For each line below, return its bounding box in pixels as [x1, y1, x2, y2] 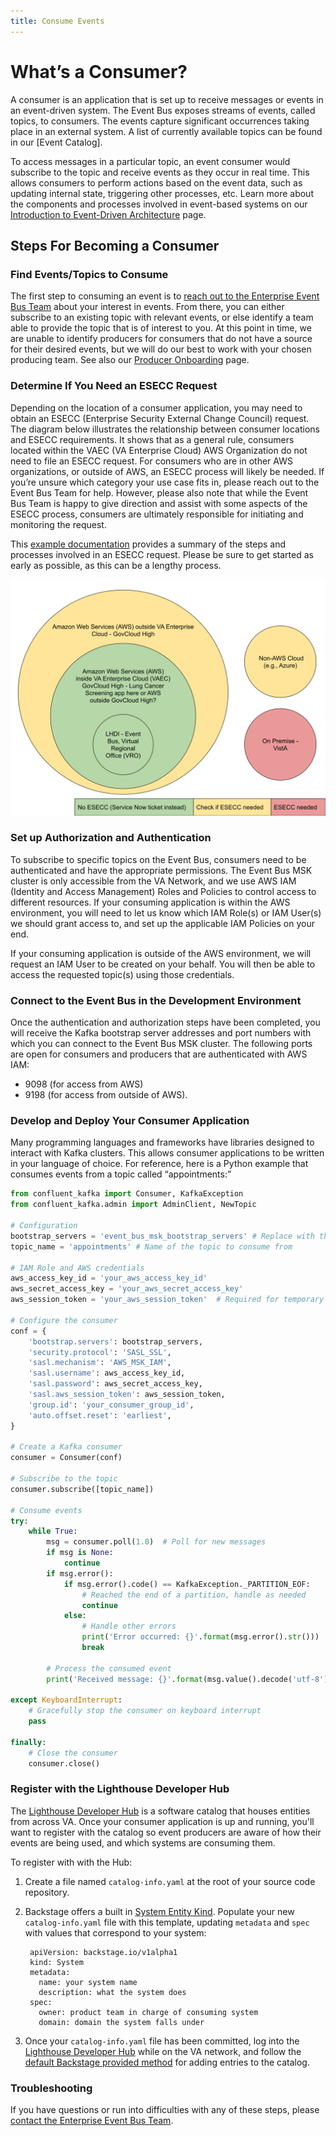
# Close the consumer [28, 1748, 118, 1758]
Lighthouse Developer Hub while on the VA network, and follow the [24, 2045, 302, 2057]
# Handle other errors [81, 1621, 177, 1632]
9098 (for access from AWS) [24, 1078, 144, 1090]
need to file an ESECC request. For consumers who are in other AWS [10, 455, 293, 467]
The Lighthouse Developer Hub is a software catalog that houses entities [10, 1805, 311, 1817]
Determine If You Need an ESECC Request [10, 379, 218, 393]
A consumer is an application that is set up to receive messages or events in [10, 93, 324, 105]
